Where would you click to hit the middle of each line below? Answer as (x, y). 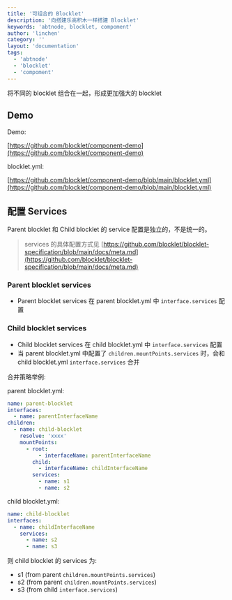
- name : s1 (54, 482)
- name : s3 (41, 547)
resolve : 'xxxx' (44, 436)
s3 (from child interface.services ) (68, 590)
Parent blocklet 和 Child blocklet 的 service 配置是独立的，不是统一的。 (109, 229)
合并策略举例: (27, 376)
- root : (37, 449)
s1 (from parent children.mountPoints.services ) (86, 575)
